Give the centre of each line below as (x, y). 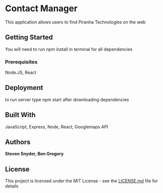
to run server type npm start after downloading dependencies (67, 99)
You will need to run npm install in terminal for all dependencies (69, 49)
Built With (20, 115)
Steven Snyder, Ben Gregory (34, 154)
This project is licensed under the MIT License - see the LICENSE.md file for (81, 181)
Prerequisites (21, 62)
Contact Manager (41, 9)
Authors (18, 142)
